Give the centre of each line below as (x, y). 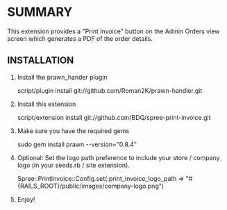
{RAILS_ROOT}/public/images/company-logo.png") (91, 186)
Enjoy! (26, 199)
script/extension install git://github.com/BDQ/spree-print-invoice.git (114, 117)
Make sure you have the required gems (73, 131)
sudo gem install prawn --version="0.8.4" (77, 144)
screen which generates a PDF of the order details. (80, 38)
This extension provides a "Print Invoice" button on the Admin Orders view (113, 31)
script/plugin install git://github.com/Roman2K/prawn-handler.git (110, 90)
